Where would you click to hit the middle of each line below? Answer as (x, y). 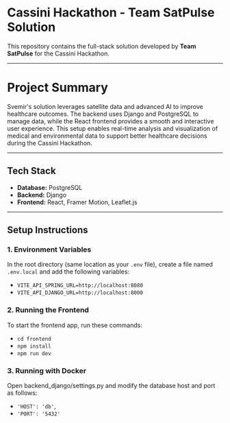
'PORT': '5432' (39, 414)
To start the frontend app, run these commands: (75, 325)
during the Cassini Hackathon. (50, 143)
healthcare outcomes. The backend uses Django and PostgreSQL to (103, 114)
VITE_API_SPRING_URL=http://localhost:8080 (80, 286)
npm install (34, 346)
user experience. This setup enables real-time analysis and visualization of (113, 128)
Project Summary (57, 88)
